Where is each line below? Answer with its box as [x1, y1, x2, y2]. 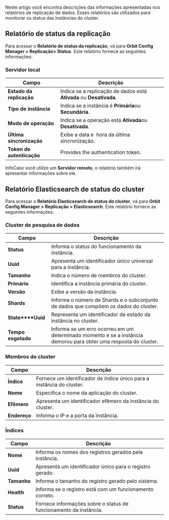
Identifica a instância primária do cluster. [51, 280, 147, 287]
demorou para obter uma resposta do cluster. [51, 338, 158, 345]
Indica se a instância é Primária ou [60, 102, 141, 109]
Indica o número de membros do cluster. [51, 272, 147, 279]
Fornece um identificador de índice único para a [36, 375, 149, 382]
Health [8, 489, 24, 496]
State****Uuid [8, 314, 45, 321]
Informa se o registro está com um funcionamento [35, 486, 154, 493]
